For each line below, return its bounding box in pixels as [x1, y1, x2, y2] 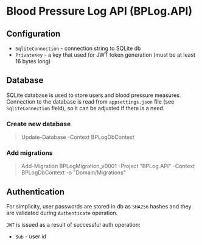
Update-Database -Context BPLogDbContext [21, 133, 135, 141]
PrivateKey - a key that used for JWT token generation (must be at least [15, 51, 196, 59]
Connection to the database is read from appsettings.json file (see [6, 98, 175, 105]
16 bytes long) [15, 58, 51, 65]
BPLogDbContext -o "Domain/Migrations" [21, 169, 127, 176]
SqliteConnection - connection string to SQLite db [15, 44, 141, 52]
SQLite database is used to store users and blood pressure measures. [6, 91, 181, 99]
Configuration [6, 29, 61, 39]
